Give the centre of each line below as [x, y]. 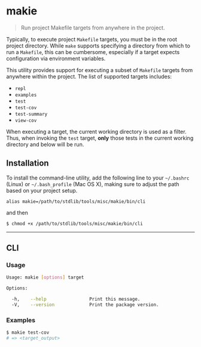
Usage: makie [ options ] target [45, 277]
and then [17, 213]
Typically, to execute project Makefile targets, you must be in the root [92, 39]
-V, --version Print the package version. [86, 304]
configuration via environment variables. [56, 58]
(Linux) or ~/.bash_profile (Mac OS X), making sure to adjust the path [93, 184]
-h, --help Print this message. [76, 299]
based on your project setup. [42, 190]
